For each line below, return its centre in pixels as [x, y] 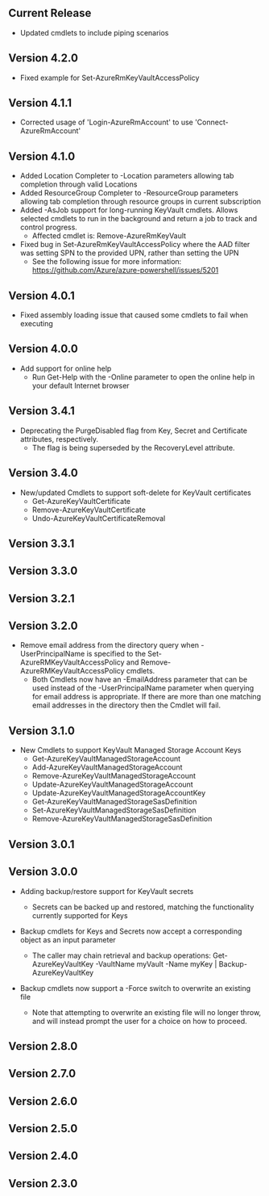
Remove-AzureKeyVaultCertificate [89, 510]
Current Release [50, 13]
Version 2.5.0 [43, 1129]
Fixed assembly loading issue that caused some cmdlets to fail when [134, 315]
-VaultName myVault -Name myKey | [156, 963]
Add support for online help [66, 368]
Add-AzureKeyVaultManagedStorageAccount [107, 767]
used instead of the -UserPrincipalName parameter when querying [143, 688]
